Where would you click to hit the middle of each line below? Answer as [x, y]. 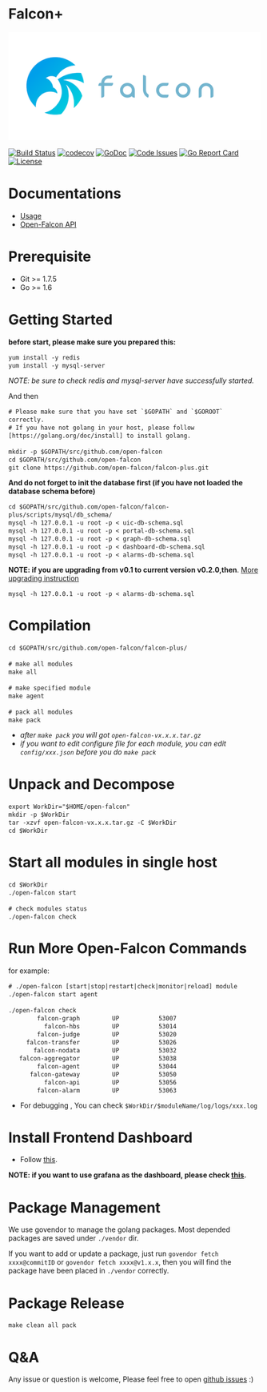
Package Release [66, 1303]
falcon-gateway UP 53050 [103, 1074]
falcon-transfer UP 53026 [102, 1042]
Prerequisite [50, 257]
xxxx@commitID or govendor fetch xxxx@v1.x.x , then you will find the [120, 1262]
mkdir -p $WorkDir [39, 815]
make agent [26, 696]
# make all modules [41, 664]
